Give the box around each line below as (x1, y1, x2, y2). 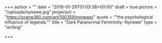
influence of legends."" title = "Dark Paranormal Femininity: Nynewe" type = (4, 19, 157, 25)
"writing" (4, 24, 23, 30)
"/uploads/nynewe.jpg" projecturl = (4, 9, 76, 15)
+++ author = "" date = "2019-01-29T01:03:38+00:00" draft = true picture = (4, 4, 157, 10)
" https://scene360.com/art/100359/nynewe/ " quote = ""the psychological (4, 14, 153, 20)
